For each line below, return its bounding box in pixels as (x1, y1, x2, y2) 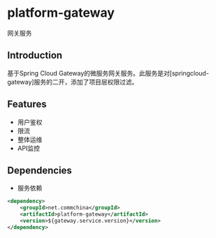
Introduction (7, 50, 63, 61)
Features (7, 98, 47, 110)
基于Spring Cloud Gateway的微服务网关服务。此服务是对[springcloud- (7, 68, 210, 77)
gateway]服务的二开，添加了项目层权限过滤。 (7, 77, 138, 86)
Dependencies (7, 164, 72, 176)
